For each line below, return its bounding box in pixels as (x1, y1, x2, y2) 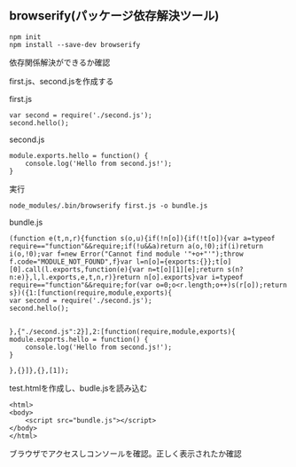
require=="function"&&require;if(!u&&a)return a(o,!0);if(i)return (9, 241, 264, 250)
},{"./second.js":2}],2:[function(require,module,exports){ (9, 327, 237, 336)
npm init (9, 32, 42, 42)
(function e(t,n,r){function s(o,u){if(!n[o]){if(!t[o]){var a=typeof (9, 233, 276, 242)
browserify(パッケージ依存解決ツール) (9, 8, 220, 24)
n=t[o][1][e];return (147, 265, 224, 273)
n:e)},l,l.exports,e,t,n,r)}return (9, 273, 141, 281)
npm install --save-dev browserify (9, 40, 141, 49)
